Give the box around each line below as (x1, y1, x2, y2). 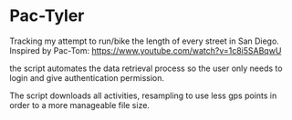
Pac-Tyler (9, 5, 85, 26)
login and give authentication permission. (9, 72, 165, 83)
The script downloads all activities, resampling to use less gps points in (9, 90, 277, 101)
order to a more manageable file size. (9, 99, 151, 110)
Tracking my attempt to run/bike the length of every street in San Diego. (9, 35, 280, 46)
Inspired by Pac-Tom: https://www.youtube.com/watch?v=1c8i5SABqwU (9, 45, 282, 55)
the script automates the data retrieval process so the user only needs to (9, 63, 283, 74)
